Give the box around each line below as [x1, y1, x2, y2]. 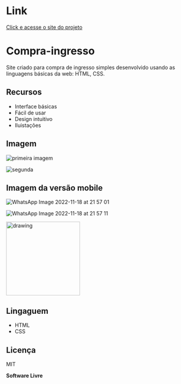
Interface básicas [14, 103, 57, 110]
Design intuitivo [14, 115, 53, 122]
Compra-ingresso [6, 44, 96, 58]
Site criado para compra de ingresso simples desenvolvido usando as [6, 64, 176, 71]
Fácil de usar [14, 109, 46, 116]
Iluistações [14, 122, 41, 129]
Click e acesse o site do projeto [6, 24, 83, 31]
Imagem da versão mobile [6, 183, 103, 193]
